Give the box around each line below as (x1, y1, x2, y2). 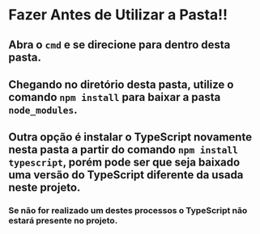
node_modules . (8, 102, 78, 116)
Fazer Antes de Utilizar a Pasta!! (8, 6, 228, 24)
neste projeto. (8, 181, 81, 194)
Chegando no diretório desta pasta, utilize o (8, 77, 234, 91)
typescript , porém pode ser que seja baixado (8, 156, 241, 169)
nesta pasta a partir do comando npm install (8, 143, 239, 157)
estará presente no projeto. (8, 215, 118, 227)
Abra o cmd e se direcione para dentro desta (8, 38, 231, 52)
